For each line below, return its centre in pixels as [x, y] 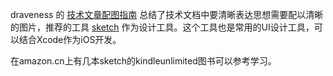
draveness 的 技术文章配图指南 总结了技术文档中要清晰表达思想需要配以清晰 [167, 14]
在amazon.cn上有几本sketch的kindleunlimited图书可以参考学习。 [143, 61]
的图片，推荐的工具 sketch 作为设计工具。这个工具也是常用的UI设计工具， [162, 27]
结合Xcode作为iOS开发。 [70, 39]
